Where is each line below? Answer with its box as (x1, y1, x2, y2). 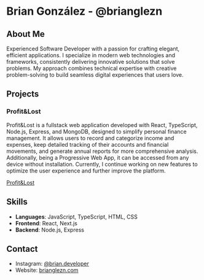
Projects (6, 89, 39, 99)
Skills (6, 196, 28, 207)
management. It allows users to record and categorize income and (6, 134, 175, 142)
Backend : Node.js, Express (15, 226, 85, 233)
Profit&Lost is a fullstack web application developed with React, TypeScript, (6, 121, 198, 128)
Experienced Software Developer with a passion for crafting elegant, (6, 45, 180, 52)
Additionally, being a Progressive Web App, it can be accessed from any (6, 154, 189, 161)
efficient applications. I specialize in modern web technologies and (6, 52, 176, 59)
